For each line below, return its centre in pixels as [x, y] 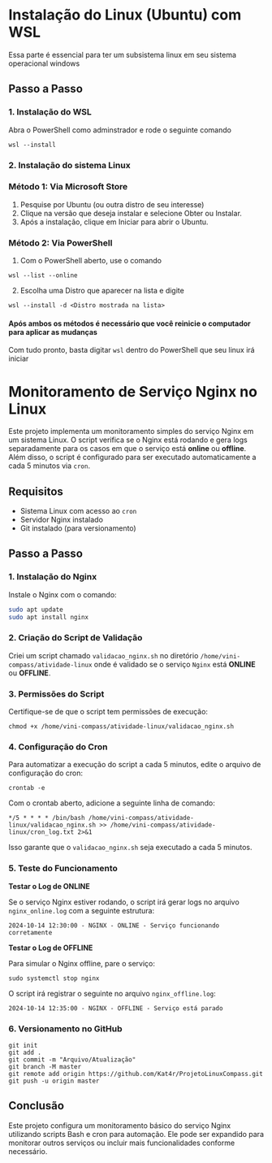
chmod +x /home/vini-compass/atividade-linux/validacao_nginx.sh [121, 727]
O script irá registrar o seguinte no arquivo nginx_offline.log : [112, 993]
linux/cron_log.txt [41, 832]
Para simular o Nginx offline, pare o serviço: [82, 963]
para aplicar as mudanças [53, 332]
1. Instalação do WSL [50, 112]
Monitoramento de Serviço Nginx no [133, 391]
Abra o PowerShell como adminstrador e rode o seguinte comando [120, 130]
